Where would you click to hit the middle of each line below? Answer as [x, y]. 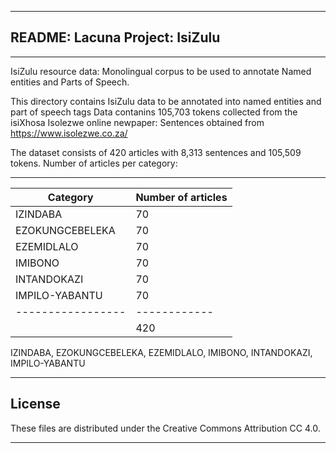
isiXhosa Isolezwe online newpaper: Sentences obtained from [137, 122]
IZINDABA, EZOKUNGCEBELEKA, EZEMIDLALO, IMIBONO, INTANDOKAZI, [161, 352]
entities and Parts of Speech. [70, 82]
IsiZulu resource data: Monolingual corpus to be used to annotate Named [161, 71]
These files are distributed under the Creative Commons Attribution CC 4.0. [165, 428]
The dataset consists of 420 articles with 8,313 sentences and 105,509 [156, 152]
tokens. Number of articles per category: [94, 163]
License [35, 404]
